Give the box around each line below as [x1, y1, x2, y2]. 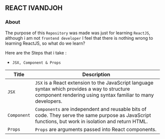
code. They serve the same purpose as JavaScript [35, 111, 151, 118]
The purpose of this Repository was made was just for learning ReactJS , [5, 29, 151, 36]
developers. [35, 98, 62, 105]
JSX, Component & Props [12, 60, 61, 65]
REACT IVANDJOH [5, 4, 63, 12]
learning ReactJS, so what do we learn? [5, 40, 85, 46]
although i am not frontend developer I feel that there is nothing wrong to [5, 35, 153, 41]
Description [82, 71, 110, 78]
